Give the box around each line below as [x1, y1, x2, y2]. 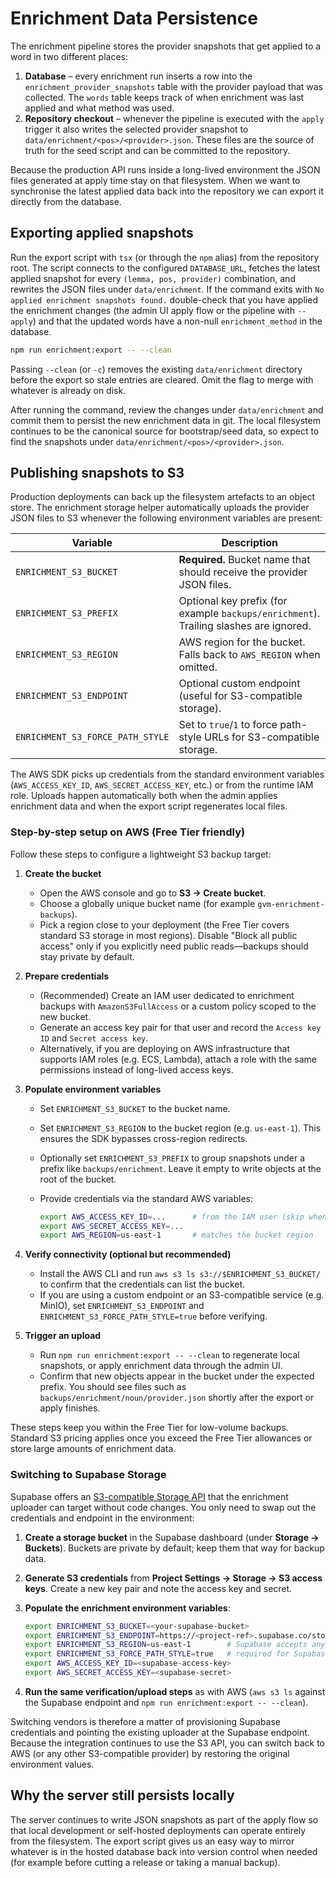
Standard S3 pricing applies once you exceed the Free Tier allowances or [10, 1432, 313, 1444]
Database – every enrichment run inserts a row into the [24, 70, 253, 82]
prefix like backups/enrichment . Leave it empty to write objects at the [39, 1162, 322, 1174]
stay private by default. [39, 950, 135, 962]
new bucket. [39, 1010, 92, 1022]
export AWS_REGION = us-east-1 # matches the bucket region [39, 1230, 314, 1241]
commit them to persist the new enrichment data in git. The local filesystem [10, 414, 321, 426]
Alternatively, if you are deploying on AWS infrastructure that [39, 1042, 291, 1054]
